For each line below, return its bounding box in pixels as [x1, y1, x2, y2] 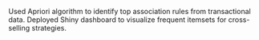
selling [8, 24, 30, 32]
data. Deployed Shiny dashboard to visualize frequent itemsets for [8, 15, 227, 24]
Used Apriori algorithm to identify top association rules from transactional [8, 7, 251, 16]
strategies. [31, 24, 67, 32]
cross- [228, 15, 250, 24]
